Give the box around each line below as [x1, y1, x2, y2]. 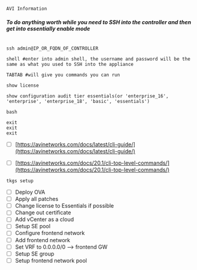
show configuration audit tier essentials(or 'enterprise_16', [6, 93, 169, 99]
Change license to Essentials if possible [15, 202, 114, 209]
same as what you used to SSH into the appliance [6, 61, 134, 67]
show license [6, 82, 39, 88]
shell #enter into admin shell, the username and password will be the [6, 56, 190, 62]
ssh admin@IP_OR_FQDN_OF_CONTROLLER [6, 45, 98, 51]
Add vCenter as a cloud [15, 216, 74, 223]
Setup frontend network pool [15, 257, 88, 264]
